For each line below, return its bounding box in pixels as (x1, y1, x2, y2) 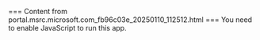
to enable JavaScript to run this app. (8, 24, 127, 32)
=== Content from (8, 7, 67, 16)
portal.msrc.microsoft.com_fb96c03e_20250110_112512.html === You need (8, 15, 252, 24)
